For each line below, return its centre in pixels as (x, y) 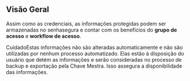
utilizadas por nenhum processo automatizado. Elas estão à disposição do (95, 53)
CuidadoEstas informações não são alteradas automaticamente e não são (94, 47)
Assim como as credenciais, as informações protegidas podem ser (86, 23)
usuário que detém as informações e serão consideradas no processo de (94, 59)
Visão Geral (28, 10)
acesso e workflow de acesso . (44, 36)
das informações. (27, 72)
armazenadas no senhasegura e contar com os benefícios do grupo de (92, 30)
